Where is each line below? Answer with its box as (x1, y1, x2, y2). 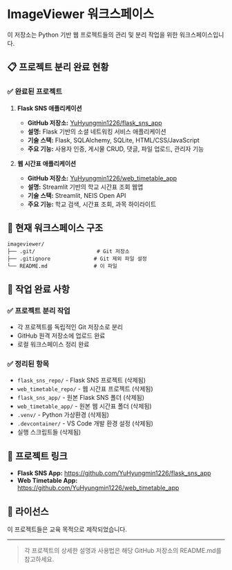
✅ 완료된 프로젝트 (7, 87, 62, 97)
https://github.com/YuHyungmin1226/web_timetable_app (17, 484, 180, 492)
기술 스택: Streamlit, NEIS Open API (27, 191, 126, 199)
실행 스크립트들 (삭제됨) (17, 428, 81, 436)
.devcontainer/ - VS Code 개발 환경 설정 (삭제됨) (17, 419, 154, 427)
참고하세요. (23, 555, 55, 564)
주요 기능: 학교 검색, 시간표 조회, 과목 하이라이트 (27, 200, 157, 208)
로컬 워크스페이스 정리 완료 (17, 340, 90, 349)
